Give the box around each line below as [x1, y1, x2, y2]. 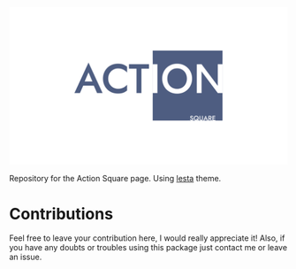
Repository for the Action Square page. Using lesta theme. [9, 173, 222, 183]
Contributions [9, 204, 113, 224]
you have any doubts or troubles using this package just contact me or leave [9, 242, 288, 253]
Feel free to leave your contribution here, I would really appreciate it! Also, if [9, 233, 285, 243]
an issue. [9, 251, 42, 263]
